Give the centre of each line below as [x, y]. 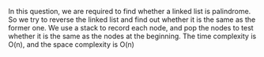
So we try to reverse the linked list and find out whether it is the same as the [132, 20]
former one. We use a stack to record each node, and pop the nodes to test [131, 28]
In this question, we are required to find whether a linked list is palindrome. [130, 11]
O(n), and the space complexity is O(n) [71, 45]
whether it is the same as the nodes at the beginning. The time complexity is [132, 36]
